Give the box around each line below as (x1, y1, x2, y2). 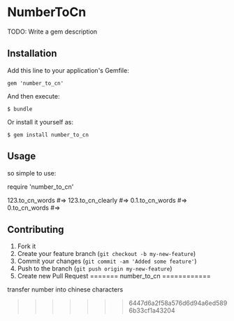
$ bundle (7, 106, 33, 113)
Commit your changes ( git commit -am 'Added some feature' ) (17, 257, 197, 266)
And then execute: (7, 92, 60, 100)
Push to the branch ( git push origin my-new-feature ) (17, 264, 173, 273)
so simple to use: (7, 169, 57, 177)
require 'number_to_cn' (7, 183, 74, 191)
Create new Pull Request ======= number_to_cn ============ (17, 272, 211, 280)
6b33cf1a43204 (129, 306, 175, 315)
